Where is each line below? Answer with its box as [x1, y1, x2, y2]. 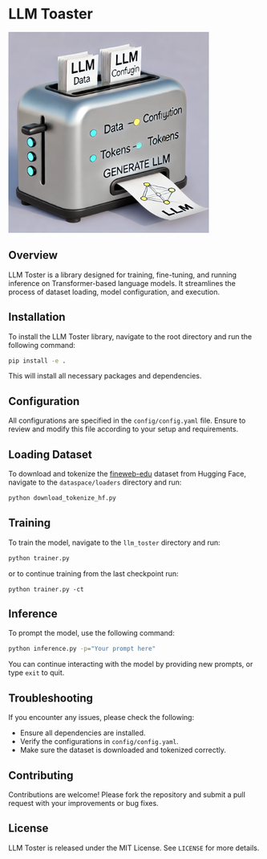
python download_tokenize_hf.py [8, 494, 116, 502]
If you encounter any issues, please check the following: [8, 713, 195, 722]
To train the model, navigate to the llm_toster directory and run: [8, 538, 220, 547]
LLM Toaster [8, 5, 94, 23]
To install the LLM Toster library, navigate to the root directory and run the [8, 331, 253, 342]
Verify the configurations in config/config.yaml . [19, 737, 179, 747]
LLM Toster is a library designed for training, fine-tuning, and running [8, 270, 237, 280]
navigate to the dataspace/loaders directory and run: [8, 477, 182, 487]
